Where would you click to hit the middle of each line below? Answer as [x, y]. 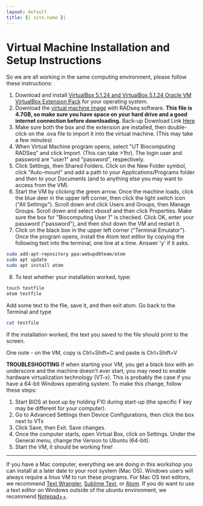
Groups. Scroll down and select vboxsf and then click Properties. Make [103, 211]
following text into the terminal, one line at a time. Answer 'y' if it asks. [102, 243]
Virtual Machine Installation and [88, 48]
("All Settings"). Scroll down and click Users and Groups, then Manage [102, 205]
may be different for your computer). [61, 408]
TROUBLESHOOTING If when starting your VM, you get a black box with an [100, 364]
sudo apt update [27, 260]
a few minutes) [34, 140]
